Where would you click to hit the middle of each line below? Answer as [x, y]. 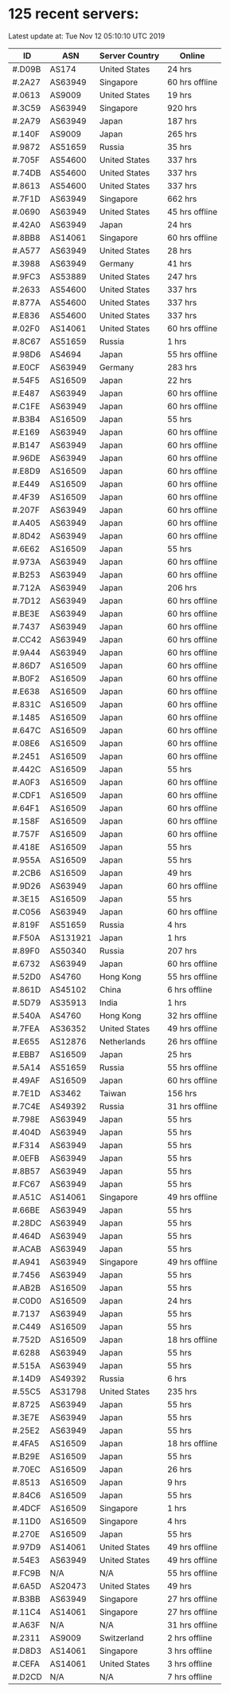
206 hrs [182, 587]
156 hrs [182, 1093]
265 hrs [182, 134]
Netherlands [122, 1041]
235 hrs [182, 1391]
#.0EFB [26, 1158]
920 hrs [182, 108]
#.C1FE [26, 406]
